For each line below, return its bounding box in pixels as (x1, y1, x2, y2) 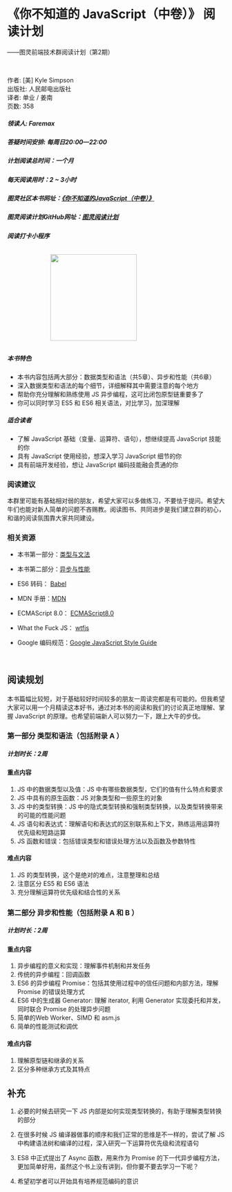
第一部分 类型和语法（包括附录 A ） (7, 731, 124, 741)
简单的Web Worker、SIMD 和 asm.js (17, 1013, 121, 1022)
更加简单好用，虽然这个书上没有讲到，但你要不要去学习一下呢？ (17, 1162, 199, 1171)
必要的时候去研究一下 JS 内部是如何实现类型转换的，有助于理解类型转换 (17, 1107, 222, 1115)
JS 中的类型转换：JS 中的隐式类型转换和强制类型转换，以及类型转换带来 (17, 802, 223, 811)
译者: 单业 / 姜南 (7, 93, 53, 101)
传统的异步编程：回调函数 (17, 970, 90, 979)
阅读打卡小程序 (7, 231, 50, 240)
